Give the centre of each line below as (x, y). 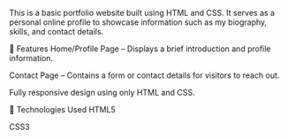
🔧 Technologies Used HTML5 (63, 109)
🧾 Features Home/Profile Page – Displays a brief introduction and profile (140, 49)
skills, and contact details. (57, 31)
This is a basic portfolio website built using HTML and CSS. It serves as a (142, 13)
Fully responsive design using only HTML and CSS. (102, 93)
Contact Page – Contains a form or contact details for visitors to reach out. (144, 75)
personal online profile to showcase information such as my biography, (138, 22)
